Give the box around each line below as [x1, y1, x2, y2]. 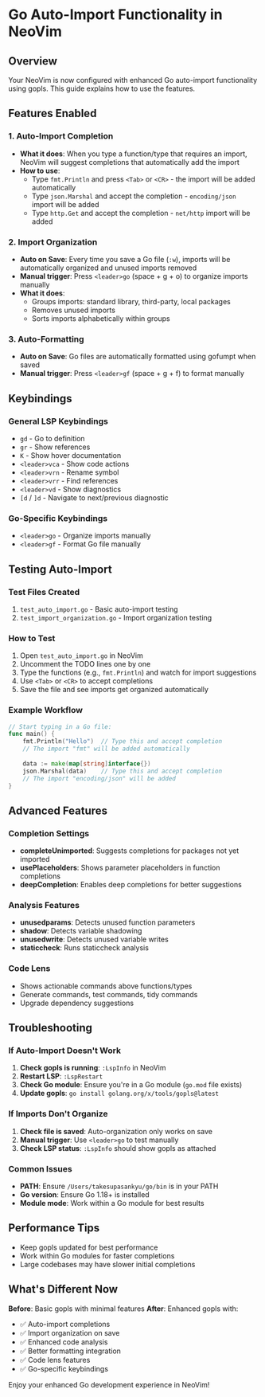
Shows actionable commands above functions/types [19, 981, 193, 991]
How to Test [8, 632, 56, 644]
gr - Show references [19, 442, 91, 452]
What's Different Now [8, 1282, 118, 1296]
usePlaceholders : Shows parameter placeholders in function [19, 863, 220, 873]
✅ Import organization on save [19, 1328, 120, 1337]
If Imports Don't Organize [8, 1109, 108, 1120]
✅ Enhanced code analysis [19, 1336, 108, 1347]
